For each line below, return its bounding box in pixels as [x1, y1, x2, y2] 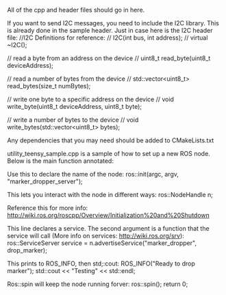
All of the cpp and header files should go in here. [7, 6, 145, 14]
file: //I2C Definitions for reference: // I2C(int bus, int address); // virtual [7, 34, 208, 42]
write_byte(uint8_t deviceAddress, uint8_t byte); [7, 103, 142, 110]
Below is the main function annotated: [7, 157, 114, 165]
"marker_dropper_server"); [7, 177, 84, 185]
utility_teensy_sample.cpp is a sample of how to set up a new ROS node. [7, 150, 210, 157]
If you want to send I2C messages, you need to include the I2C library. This [7, 19, 219, 27]
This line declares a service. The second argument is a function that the [7, 225, 210, 232]
